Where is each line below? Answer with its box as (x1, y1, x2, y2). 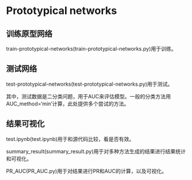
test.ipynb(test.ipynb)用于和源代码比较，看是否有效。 (6, 135, 135, 142)
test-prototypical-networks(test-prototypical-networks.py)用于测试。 (6, 80, 173, 87)
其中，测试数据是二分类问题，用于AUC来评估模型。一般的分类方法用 (6, 93, 172, 100)
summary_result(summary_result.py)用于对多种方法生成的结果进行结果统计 (6, 147, 186, 155)
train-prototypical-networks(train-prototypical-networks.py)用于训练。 (6, 45, 177, 52)
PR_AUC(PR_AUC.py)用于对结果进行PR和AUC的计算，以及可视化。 (6, 167, 167, 174)
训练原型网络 (6, 29, 53, 38)
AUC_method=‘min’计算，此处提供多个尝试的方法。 (6, 100, 130, 107)
